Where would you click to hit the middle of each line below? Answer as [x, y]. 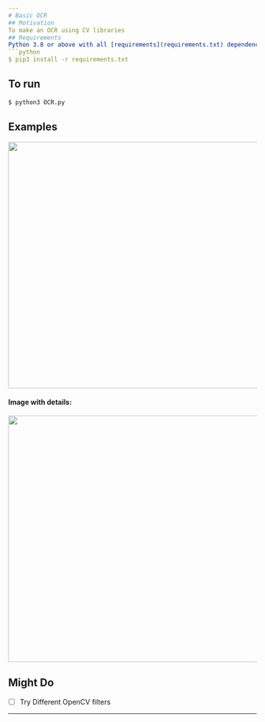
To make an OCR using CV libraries [67, 30]
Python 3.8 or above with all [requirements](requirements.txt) [116, 45]
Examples [33, 127]
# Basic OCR [28, 15]
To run [24, 84]
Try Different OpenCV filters [65, 701]
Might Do [31, 683]
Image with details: [40, 402]
